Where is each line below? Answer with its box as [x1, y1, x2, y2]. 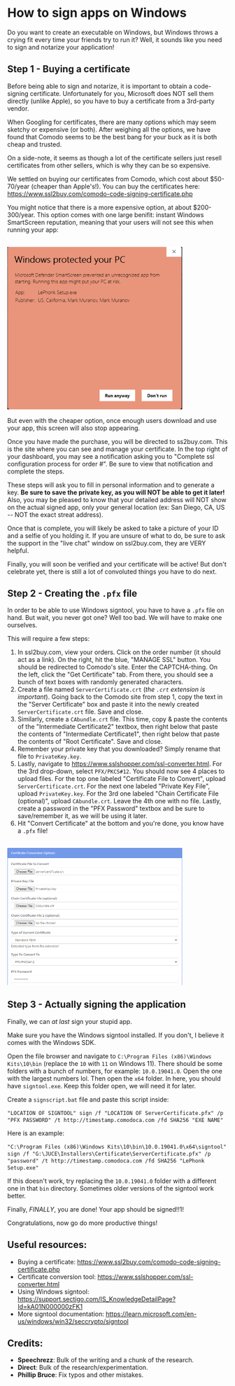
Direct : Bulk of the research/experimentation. [17, 1364, 148, 1372]
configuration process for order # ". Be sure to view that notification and [7, 459, 213, 468]
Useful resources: [7, 1239, 87, 1251]
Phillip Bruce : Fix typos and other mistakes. [17, 1371, 144, 1379]
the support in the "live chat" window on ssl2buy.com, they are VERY [7, 539, 206, 547]
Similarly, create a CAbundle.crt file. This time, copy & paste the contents [17, 715, 228, 723]
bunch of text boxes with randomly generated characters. [17, 678, 184, 686]
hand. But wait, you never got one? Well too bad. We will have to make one [7, 614, 222, 622]
